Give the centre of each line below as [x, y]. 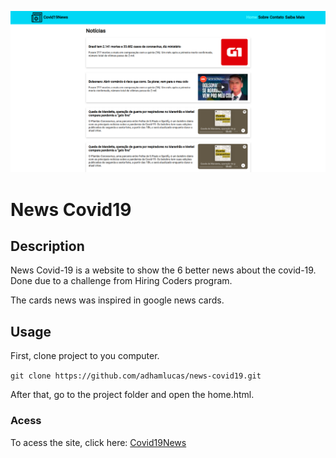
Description [47, 246]
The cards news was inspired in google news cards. [117, 300]
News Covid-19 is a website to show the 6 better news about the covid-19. [163, 270]
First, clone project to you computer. [85, 356]
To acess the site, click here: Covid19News [98, 442]
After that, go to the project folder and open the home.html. [132, 395]
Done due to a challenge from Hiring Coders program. [121, 281]
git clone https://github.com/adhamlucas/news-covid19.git [136, 376]
